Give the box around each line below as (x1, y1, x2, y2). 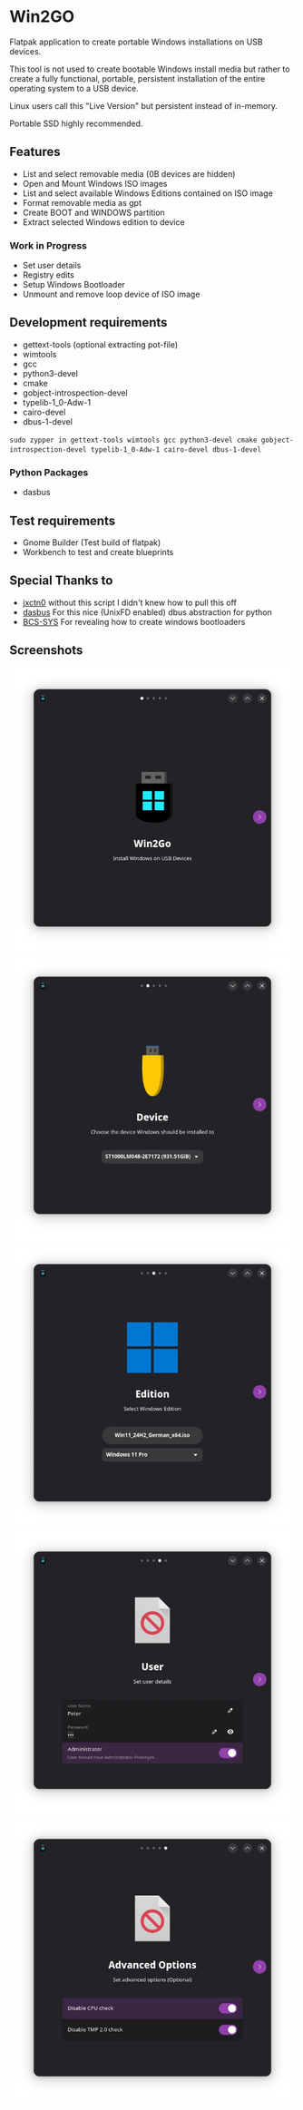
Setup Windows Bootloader (22, 279, 125, 290)
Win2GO (9, 6, 75, 27)
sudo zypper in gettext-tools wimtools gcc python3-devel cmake (9, 435, 258, 444)
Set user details (22, 260, 82, 271)
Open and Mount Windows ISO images (22, 178, 168, 189)
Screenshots (9, 642, 83, 659)
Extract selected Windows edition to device (22, 216, 185, 228)
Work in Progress (9, 239, 88, 251)
